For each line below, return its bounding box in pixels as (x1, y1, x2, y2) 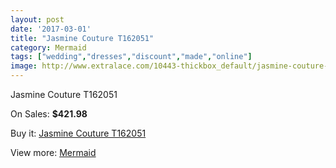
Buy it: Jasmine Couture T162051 (10, 127, 147, 139)
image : (10, 61, 38, 71)
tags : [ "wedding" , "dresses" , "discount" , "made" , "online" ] (10, 52, 253, 62)
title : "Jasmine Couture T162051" (10, 33, 155, 43)
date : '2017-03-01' (10, 24, 92, 34)
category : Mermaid (10, 42, 87, 53)
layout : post (10, 14, 65, 25)
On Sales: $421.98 (10, 108, 88, 120)
